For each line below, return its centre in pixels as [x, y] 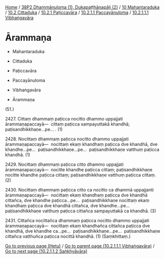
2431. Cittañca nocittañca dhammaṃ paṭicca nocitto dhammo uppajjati [77, 220]
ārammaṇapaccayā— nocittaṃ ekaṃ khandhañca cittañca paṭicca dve [78, 226]
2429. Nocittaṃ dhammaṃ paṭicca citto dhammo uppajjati [64, 164]
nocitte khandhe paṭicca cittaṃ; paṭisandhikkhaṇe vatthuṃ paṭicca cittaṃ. [81, 175]
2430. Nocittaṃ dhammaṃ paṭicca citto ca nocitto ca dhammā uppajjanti [80, 190]
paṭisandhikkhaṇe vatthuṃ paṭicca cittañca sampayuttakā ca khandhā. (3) [81, 211]
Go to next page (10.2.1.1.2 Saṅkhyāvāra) [46, 251]
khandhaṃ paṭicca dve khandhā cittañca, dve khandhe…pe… [67, 205]
